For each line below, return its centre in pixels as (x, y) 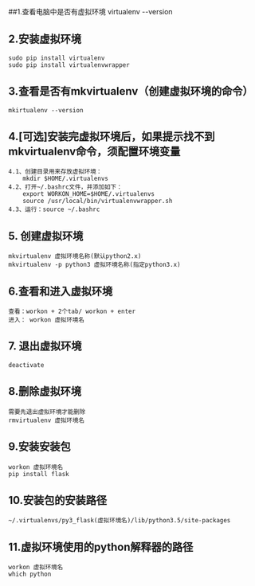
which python (30, 574)
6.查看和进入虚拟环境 (61, 291)
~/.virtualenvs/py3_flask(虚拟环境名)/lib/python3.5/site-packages (120, 521)
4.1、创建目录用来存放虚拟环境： (55, 172)
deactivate (26, 365)
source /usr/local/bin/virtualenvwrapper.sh (98, 201)
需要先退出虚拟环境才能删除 (47, 412)
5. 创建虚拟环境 (46, 236)
